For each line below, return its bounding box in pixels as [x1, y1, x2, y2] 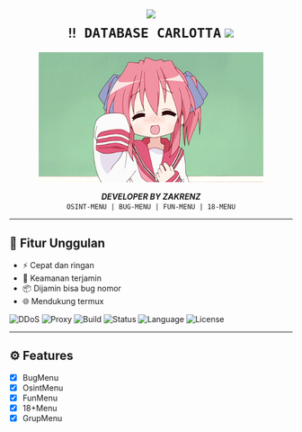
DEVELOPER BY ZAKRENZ [101, 192, 201, 202]
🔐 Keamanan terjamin [22, 273, 102, 283]
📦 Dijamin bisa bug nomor [22, 283, 121, 293]
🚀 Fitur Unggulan [9, 235, 106, 250]
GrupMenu [22, 413, 63, 423]
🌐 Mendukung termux [22, 295, 104, 306]
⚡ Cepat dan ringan [22, 259, 94, 270]
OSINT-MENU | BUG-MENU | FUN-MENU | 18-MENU [66, 202, 236, 211]
